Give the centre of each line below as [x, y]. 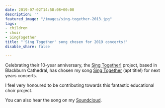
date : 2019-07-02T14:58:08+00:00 [40, 10]
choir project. [19, 90]
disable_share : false [28, 47]
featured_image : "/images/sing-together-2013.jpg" [59, 19]
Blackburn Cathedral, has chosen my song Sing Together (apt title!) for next [82, 70]
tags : [11, 24]
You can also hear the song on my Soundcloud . [54, 100]
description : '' [22, 14]
